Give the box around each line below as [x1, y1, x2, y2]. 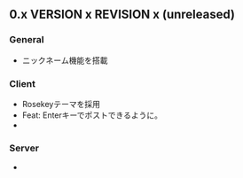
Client [9, 77, 35, 89]
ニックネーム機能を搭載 [21, 55, 108, 66]
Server [9, 142, 40, 154]
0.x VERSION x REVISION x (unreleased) [9, 7, 235, 22]
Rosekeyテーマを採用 [21, 98, 100, 109]
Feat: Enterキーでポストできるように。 [21, 110, 162, 120]
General [9, 34, 44, 46]
